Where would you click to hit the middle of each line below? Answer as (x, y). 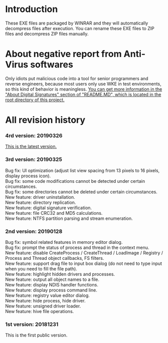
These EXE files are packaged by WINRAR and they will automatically (77, 23)
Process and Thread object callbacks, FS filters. (55, 258)
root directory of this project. (35, 100)
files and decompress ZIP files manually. (47, 34)
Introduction (32, 9)
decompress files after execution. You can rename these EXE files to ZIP (80, 28)
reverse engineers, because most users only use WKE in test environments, (83, 84)
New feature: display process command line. (51, 290)
